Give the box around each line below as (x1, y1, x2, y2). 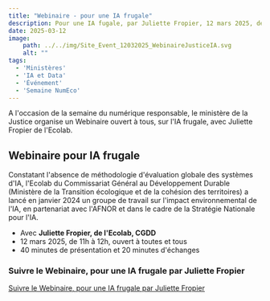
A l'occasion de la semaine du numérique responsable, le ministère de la (8, 108, 248, 118)
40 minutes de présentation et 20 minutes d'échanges (19, 246, 200, 255)
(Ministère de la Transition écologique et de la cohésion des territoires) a (8, 187, 249, 197)
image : (8, 34, 31, 43)
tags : (8, 57, 27, 65)
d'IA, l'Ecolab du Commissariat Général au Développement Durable (8, 178, 231, 189)
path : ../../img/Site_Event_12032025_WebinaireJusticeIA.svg (22, 42, 231, 50)
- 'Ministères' (15, 64, 67, 72)
